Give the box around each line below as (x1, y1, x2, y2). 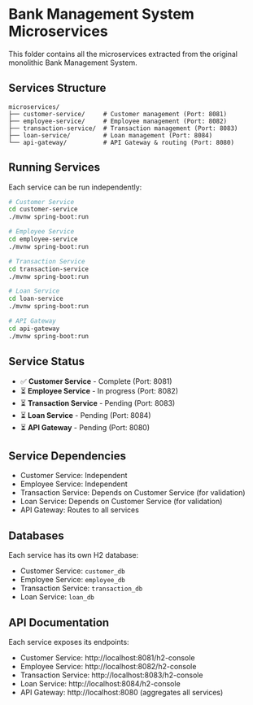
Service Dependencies (8, 449, 126, 463)
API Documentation (8, 616, 110, 629)
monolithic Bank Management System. (8, 58, 137, 67)
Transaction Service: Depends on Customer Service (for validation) (20, 488, 246, 498)
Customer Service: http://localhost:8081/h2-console (20, 652, 195, 663)
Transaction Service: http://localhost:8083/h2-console (20, 670, 203, 680)
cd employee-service (8, 235, 79, 244)
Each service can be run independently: (8, 182, 142, 192)
